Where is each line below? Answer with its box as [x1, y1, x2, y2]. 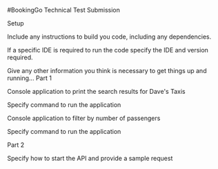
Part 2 [7, 141, 25, 149]
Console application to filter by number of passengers [7, 114, 161, 122]
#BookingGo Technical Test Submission [7, 6, 121, 14]
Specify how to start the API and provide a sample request [7, 155, 173, 162]
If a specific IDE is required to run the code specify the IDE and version [7, 46, 209, 54]
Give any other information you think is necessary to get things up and [7, 67, 207, 74]
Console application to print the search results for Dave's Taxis [7, 88, 186, 95]
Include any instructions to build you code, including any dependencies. [7, 32, 212, 41]
